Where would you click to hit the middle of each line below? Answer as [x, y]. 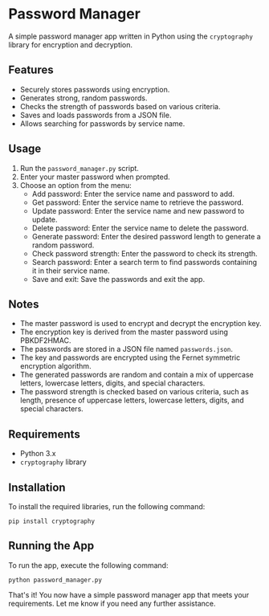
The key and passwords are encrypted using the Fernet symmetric [130, 357]
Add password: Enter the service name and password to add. [133, 194]
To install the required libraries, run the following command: [107, 506]
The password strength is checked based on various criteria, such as [134, 392]
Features [31, 70]
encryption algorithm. [55, 366]
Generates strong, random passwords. [84, 98]
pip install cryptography [51, 521]
